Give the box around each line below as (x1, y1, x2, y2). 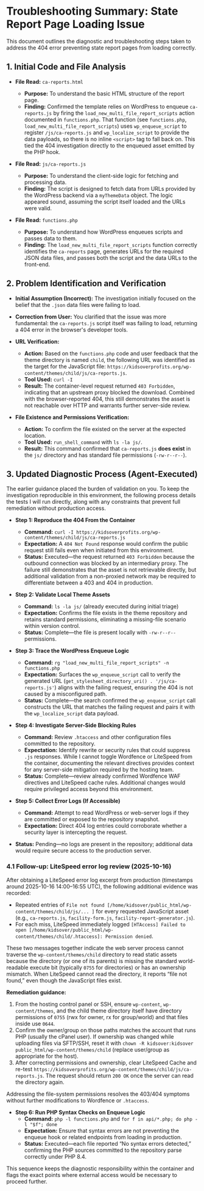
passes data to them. (24, 234, 77, 242)
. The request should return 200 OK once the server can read (42, 1072, 194, 1079)
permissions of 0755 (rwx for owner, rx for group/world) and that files (15, 1013, 189, 1020)
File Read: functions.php (15, 216, 78, 224)
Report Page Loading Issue (6, 17, 145, 31)
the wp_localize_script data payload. (24, 710, 119, 717)
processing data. (24, 179, 67, 186)
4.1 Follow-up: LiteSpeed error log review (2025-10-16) (6, 862, 172, 871)
